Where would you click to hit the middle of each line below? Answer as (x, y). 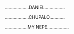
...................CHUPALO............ (35, 17)
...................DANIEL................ (35, 7)
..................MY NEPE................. (37, 27)
